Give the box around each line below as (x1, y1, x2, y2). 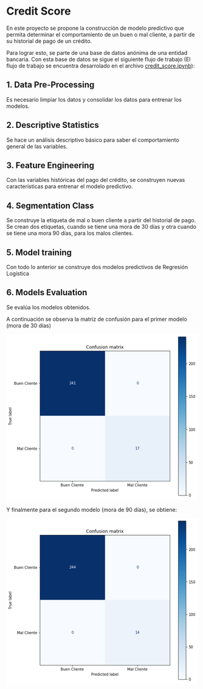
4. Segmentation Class (6, 200, 94, 211)
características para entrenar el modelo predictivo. (6, 183, 133, 190)
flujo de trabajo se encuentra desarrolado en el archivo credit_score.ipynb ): (6, 62, 195, 69)
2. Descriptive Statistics (6, 120, 99, 130)
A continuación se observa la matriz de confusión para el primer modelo (6, 315, 187, 323)
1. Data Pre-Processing (6, 80, 95, 90)
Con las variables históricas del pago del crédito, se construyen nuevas (6, 177, 185, 184)
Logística (6, 270, 29, 277)
